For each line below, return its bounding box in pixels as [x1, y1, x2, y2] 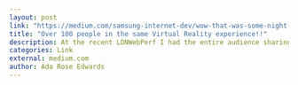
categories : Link [9, 46, 74, 55]
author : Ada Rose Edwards [9, 63, 105, 72]
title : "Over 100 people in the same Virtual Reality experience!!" [9, 29, 268, 38]
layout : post [9, 12, 58, 22]
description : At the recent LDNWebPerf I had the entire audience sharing [9, 37, 292, 47]
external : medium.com [9, 54, 90, 63]
